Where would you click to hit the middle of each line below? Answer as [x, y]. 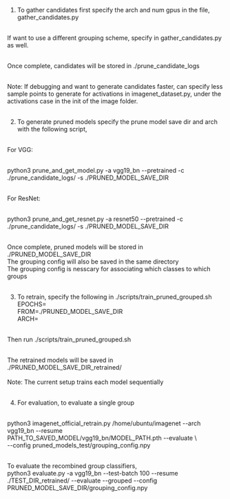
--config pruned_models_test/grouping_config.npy [79, 445]
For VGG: [20, 150]
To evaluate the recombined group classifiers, [72, 466]
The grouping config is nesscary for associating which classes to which [109, 269]
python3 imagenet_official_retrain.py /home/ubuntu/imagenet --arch [104, 423]
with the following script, [52, 129]
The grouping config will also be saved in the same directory [93, 262]
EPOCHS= [32, 304]
